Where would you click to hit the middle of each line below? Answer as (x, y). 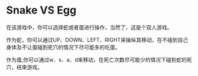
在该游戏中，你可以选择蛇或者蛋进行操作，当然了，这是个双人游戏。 (89, 27)
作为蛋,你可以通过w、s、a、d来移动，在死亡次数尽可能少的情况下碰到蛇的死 (99, 60)
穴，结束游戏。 (24, 67)
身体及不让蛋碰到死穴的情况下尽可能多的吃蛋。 (63, 47)
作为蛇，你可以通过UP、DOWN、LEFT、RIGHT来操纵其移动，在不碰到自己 (97, 39)
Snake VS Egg (41, 10)
